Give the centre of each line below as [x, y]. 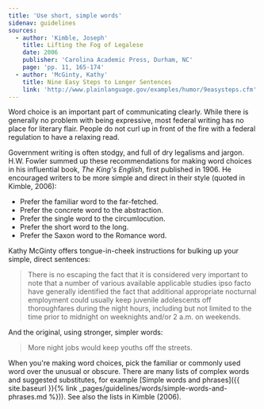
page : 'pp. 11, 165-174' [63, 68]
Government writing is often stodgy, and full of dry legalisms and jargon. [126, 152]
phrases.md [28, 397]
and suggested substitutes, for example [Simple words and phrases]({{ [124, 380]
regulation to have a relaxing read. [64, 137]
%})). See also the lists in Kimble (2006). [115, 397]
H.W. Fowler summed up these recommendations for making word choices [130, 161]
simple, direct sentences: [50, 260]
